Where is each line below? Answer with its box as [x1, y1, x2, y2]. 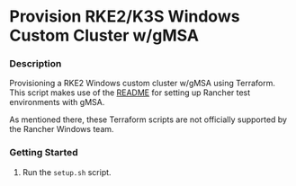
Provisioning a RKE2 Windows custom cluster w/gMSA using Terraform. [9, 78, 276, 89]
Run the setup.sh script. [22, 166, 112, 177]
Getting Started [9, 146, 78, 159]
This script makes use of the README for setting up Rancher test [9, 87, 251, 98]
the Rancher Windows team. [9, 124, 114, 135]
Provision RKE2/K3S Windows [9, 6, 240, 27]
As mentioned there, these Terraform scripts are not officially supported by [9, 114, 288, 125]
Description [9, 58, 62, 70]
